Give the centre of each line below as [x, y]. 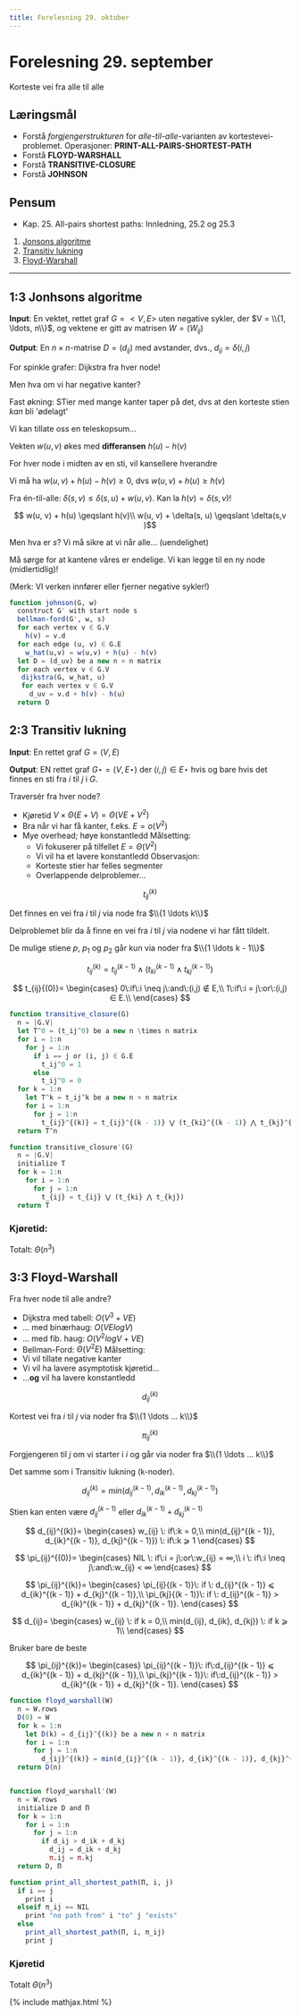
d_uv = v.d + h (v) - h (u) [77, 695]
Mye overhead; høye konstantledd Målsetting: [107, 836]
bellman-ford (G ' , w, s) [61, 619]
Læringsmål [43, 114]
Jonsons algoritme [56, 242]
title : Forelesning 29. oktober [69, 17]
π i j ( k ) [150, 1435]
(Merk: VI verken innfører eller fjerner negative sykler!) [109, 586]
